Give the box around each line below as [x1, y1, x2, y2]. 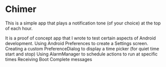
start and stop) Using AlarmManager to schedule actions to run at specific [5, 51, 158, 57]
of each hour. [5, 25, 33, 31]
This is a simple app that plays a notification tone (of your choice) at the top [5, 20, 161, 26]
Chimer [5, 3, 36, 15]
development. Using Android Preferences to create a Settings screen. [5, 40, 148, 46]
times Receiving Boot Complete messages [5, 56, 92, 62]
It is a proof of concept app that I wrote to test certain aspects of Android [5, 35, 156, 41]
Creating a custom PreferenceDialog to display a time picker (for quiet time [5, 45, 159, 51]
